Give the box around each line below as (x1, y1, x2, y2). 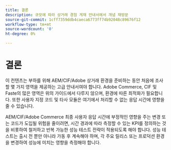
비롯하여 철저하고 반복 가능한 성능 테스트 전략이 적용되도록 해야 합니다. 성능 (10, 126, 161, 133)
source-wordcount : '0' (5, 27, 54, 32)
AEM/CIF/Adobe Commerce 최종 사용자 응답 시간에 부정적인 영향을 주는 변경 (5, 114, 161, 120)
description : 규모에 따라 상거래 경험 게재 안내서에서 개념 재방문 (5, 12, 129, 17)
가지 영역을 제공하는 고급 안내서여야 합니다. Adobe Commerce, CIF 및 (16, 83, 157, 90)
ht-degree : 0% (5, 31, 36, 36)
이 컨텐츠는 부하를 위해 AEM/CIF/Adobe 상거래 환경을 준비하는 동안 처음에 (5, 77, 154, 83)
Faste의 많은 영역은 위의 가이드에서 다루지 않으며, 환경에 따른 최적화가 (5, 90, 145, 96)
